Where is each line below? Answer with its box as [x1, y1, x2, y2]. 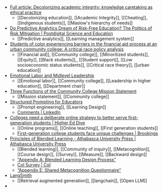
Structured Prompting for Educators [9, 99, 83, 104]
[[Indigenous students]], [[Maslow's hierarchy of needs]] [17, 20, 133, 26]
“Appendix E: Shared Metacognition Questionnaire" [17, 167, 122, 173]
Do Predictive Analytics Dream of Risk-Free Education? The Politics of [9, 25, 152, 31]
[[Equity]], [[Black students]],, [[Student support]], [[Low [17, 57, 132, 62]
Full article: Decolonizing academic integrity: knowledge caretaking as [9, 4, 153, 10]
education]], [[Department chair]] [17, 83, 85, 89]
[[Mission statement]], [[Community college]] [17, 94, 110, 99]
